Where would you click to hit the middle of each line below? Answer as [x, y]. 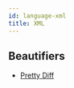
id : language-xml [37, 16]
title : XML [27, 23]
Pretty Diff [37, 75]
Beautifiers [37, 56]
